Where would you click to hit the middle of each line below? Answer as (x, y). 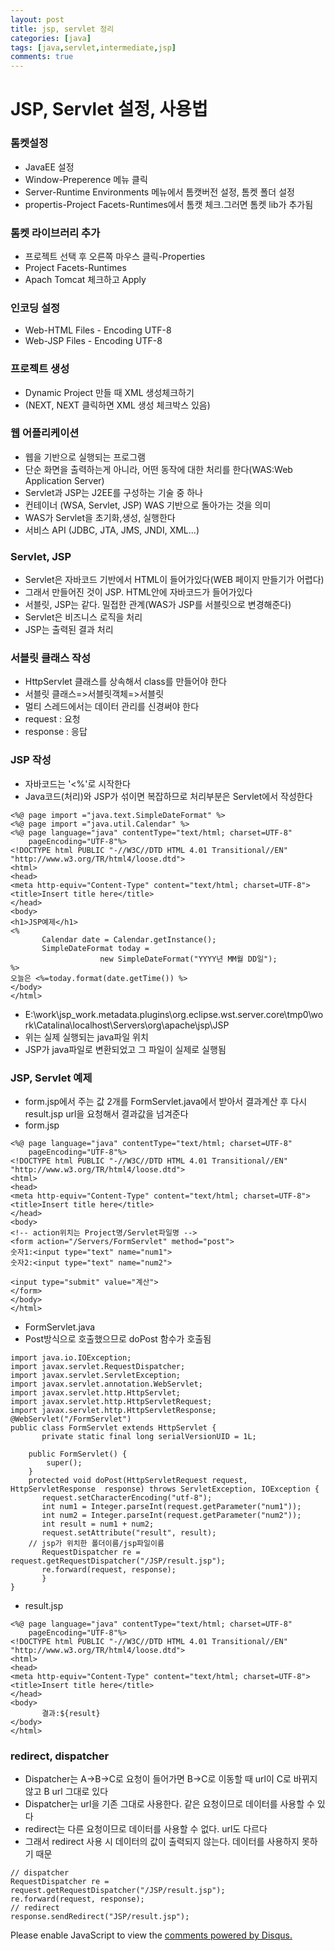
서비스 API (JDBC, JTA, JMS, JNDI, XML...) (112, 530)
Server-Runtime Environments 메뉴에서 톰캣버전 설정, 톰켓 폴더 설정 (159, 192)
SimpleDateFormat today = (95, 948)
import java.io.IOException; (71, 1357)
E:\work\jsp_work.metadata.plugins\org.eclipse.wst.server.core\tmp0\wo (174, 1014)
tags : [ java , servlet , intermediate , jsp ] (93, 47)
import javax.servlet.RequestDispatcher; (98, 1366)
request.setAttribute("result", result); (129, 1532)
